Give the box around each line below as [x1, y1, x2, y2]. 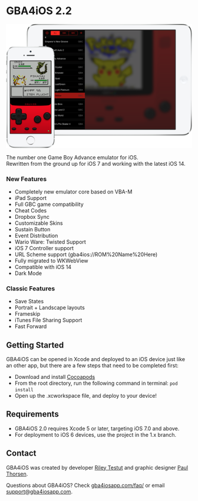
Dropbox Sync [14, 213, 50, 220]
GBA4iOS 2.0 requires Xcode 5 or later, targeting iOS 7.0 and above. [14, 425, 180, 432]
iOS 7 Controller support [14, 244, 74, 251]
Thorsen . [6, 470, 28, 477]
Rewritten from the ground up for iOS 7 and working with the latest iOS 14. [6, 160, 186, 167]
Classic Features [6, 284, 55, 293]
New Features [6, 175, 47, 183]
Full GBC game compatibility [14, 201, 84, 208]
